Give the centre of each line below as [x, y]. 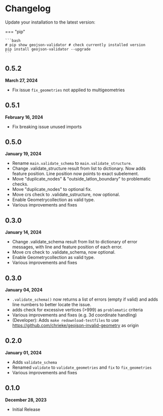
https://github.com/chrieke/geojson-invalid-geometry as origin [75, 325]
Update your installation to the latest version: [50, 22]
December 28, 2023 [26, 400]
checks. [20, 184]
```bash [13, 40]
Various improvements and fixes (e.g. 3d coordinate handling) [74, 315]
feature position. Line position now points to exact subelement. [76, 174]
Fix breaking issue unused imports [47, 127]
